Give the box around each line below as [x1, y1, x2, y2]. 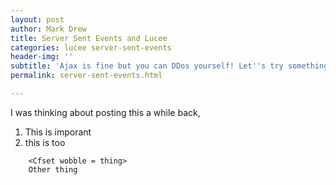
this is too [24, 136, 66, 148]
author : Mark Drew [10, 24, 87, 34]
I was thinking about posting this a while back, [10, 106, 201, 118]
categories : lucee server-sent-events [10, 42, 172, 53]
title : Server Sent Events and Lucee [10, 33, 168, 43]
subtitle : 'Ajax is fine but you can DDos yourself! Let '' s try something [10, 61, 329, 71]
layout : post [10, 14, 65, 25]
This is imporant [24, 126, 92, 138]
